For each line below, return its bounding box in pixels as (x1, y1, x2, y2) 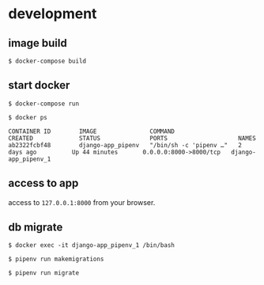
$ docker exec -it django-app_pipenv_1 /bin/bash (8, 241, 175, 249)
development (8, 5, 97, 23)
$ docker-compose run (8, 100, 80, 108)
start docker (8, 78, 70, 92)
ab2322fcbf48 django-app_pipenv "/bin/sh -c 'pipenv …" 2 (8, 141, 243, 149)
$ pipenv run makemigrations (8, 255, 104, 264)
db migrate (8, 221, 63, 234)
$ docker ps (8, 113, 47, 121)
